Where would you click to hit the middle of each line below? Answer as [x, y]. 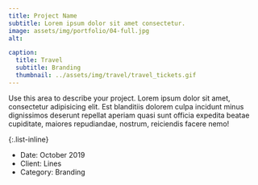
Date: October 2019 [52, 154]
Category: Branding [53, 172]
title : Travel [39, 60]
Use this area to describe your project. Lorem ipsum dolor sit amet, [120, 98]
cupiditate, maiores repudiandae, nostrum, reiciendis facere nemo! [119, 123]
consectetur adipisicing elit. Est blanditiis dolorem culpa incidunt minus [126, 106]
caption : [23, 53]
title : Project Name [43, 16]
